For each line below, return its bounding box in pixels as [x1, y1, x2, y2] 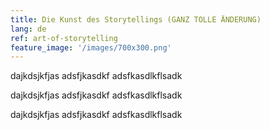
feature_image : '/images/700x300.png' [10, 42, 172, 53]
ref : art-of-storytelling [10, 33, 118, 43]
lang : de [10, 24, 47, 34]
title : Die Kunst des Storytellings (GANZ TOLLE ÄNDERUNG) [10, 14, 262, 25]
